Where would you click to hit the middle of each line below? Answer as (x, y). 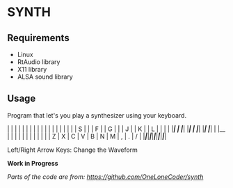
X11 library (32, 69)
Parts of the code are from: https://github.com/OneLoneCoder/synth (105, 177)
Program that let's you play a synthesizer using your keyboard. (97, 115)
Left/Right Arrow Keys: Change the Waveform (72, 150)
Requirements (38, 38)
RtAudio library (39, 62)
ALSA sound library (45, 77)
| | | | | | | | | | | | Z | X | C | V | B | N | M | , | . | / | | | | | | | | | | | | (87, 136)
